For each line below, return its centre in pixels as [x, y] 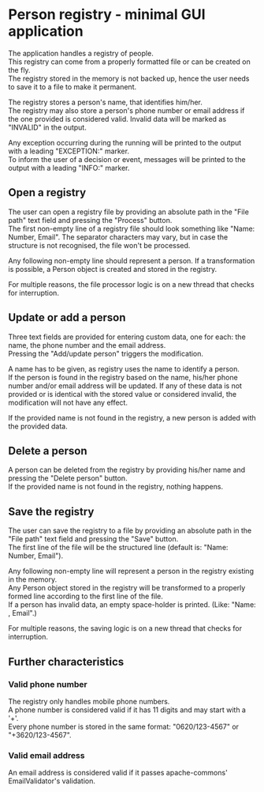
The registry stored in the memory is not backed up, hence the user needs [129, 78]
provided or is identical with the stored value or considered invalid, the [123, 394]
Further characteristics [66, 662]
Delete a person [48, 451]
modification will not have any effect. [68, 402]
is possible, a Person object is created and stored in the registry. [113, 269]
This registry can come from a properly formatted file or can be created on [129, 62]
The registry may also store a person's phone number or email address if [126, 110]
